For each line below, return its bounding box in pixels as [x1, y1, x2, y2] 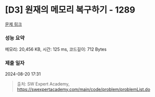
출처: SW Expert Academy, [16, 81, 70, 87]
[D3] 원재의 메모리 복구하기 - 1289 [5, 4, 136, 15]
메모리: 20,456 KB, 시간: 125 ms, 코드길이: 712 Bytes [5, 46, 107, 52]
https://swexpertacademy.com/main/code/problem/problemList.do [16, 86, 151, 92]
